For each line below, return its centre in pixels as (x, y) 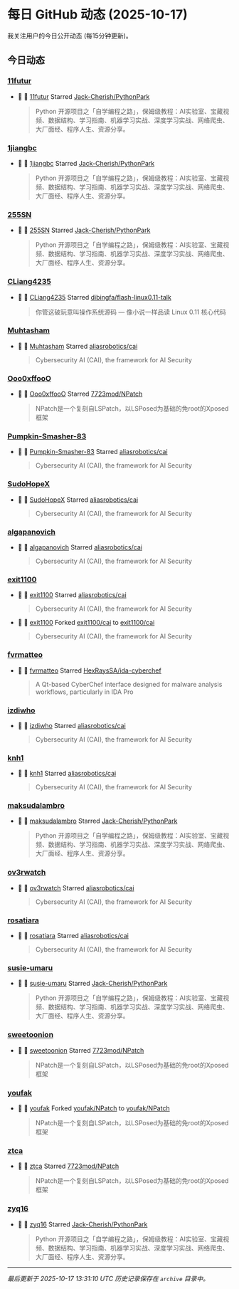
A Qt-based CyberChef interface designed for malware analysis (129, 684)
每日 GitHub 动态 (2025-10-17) (98, 15)
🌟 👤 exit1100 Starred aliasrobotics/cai (72, 595)
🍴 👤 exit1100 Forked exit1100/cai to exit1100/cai (86, 623)
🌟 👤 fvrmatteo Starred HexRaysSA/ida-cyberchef (89, 670)
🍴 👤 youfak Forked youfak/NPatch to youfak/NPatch (94, 1108)
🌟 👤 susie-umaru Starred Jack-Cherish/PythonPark (92, 984)
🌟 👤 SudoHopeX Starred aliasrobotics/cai (78, 500)
